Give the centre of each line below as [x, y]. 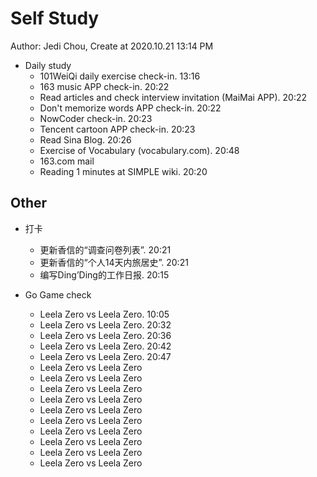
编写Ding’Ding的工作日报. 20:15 [104, 274]
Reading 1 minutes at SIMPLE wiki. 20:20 [123, 171]
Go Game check [58, 294]
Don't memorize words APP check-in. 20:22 [130, 108]
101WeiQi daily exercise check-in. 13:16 [120, 76]
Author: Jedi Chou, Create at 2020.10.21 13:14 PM [112, 46]
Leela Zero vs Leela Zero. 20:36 [105, 335]
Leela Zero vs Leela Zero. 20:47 [105, 356]
